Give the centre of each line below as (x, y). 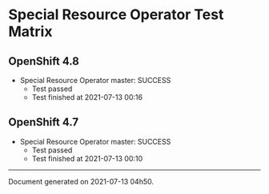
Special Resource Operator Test (116, 15)
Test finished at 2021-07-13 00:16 (87, 97)
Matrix (30, 32)
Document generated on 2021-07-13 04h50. (81, 181)
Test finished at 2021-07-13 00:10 (87, 158)
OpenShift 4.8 (44, 61)
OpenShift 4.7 (43, 123)
